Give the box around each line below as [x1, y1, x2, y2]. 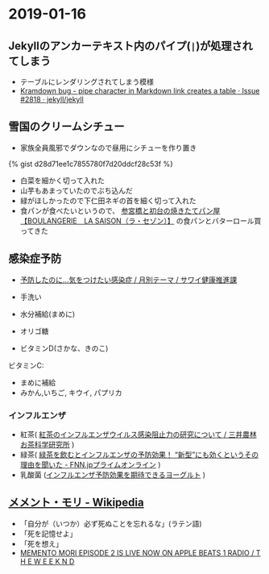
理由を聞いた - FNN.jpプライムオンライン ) [19, 460, 161, 469]
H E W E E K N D [19, 556, 75, 566]
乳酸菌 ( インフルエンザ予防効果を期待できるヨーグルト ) [19, 469, 206, 480]
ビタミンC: [8, 360, 44, 370]
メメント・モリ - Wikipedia [8, 496, 144, 510]
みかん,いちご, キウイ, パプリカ [19, 388, 122, 397]
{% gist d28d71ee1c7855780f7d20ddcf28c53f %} [8, 159, 173, 168]
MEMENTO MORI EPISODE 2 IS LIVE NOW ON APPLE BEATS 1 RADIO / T [19, 547, 261, 557]
